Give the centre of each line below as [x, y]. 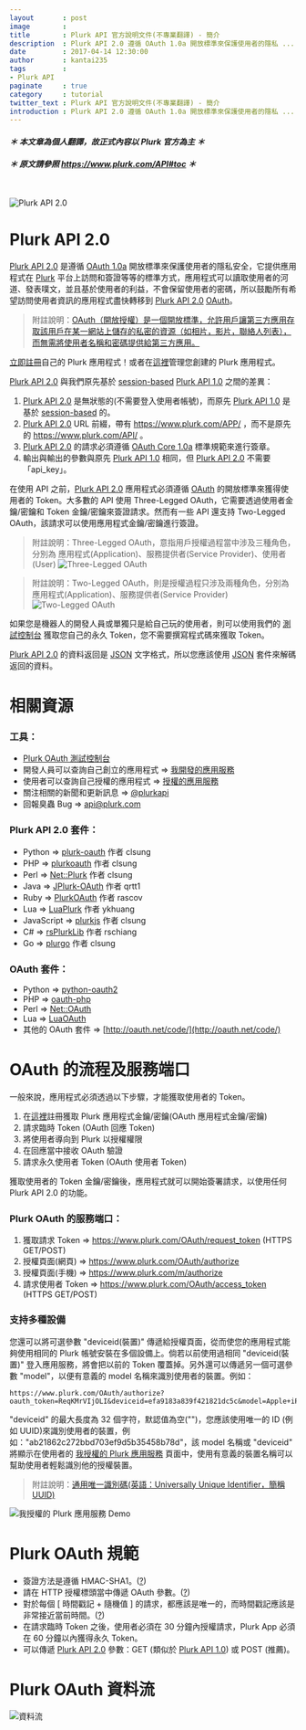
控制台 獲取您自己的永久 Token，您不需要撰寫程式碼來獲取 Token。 [143, 635]
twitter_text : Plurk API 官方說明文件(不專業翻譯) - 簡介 [115, 103]
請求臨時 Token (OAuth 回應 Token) [89, 1128]
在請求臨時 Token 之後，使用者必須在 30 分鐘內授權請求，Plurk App [150, 1626]
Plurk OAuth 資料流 [82, 1689]
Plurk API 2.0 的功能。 [51, 1192]
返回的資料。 [33, 665]
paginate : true [49, 86]
